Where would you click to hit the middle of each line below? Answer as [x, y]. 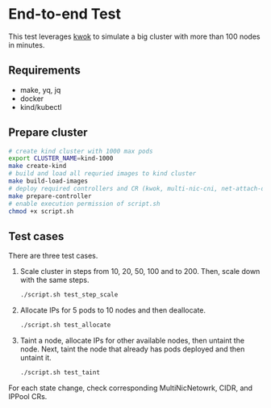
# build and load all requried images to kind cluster [102, 174]
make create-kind [38, 166]
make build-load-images [48, 181]
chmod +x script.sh [41, 211]
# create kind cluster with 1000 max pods [81, 151]
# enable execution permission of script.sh [84, 204]
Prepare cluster [48, 133]
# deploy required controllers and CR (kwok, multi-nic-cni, [113, 188]
